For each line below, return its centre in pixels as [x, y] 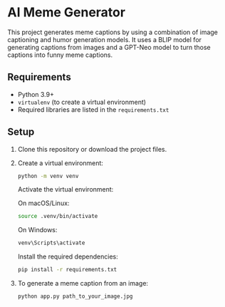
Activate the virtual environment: [66, 189]
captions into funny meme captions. [60, 55]
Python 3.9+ [36, 94]
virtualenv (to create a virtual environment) [82, 102]
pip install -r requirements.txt [67, 270]
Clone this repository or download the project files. [92, 149]
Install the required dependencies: [68, 256]
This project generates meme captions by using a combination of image [113, 32]
